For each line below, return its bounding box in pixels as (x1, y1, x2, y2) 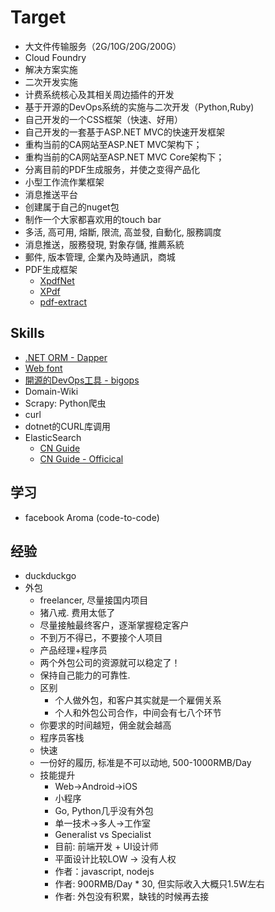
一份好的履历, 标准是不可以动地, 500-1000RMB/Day (39, 757, 252, 769)
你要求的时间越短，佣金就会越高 (39, 719, 172, 731)
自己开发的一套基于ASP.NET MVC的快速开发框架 (24, 126, 225, 138)
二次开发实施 (24, 76, 78, 88)
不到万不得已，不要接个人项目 (39, 632, 163, 644)
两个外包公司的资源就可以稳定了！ (39, 657, 181, 669)
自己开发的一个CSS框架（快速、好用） (24, 113, 183, 125)
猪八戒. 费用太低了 (39, 607, 116, 619)
